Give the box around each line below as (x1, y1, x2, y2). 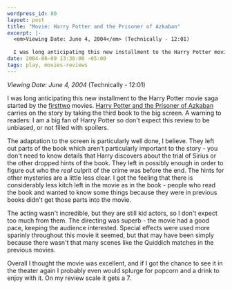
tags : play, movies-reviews (7, 62, 88, 68)
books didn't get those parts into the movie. (7, 195, 131, 204)
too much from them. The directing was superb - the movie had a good (7, 216, 209, 225)
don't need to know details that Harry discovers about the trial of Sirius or (7, 151, 216, 160)
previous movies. (7, 245, 56, 254)
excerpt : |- (7, 29, 41, 37)
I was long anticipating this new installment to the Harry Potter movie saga (7, 94, 219, 102)
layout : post (7, 17, 45, 24)
